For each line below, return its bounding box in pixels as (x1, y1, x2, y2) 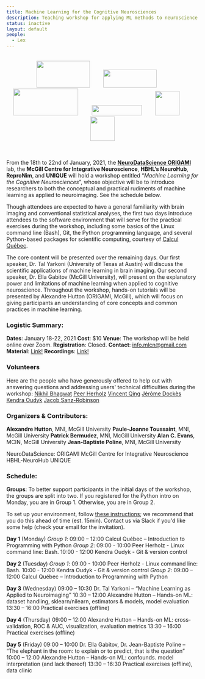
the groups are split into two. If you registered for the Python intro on (6, 492, 179, 500)
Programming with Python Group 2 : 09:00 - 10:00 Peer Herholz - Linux (6, 542, 184, 549)
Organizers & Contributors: (6, 411, 88, 420)
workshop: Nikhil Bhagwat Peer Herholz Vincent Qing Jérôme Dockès (6, 390, 182, 397)
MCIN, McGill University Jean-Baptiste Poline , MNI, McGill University (6, 438, 181, 445)
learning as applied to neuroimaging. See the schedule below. (6, 192, 162, 198)
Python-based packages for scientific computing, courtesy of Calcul (6, 235, 179, 243)
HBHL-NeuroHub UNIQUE (6, 456, 71, 464)
